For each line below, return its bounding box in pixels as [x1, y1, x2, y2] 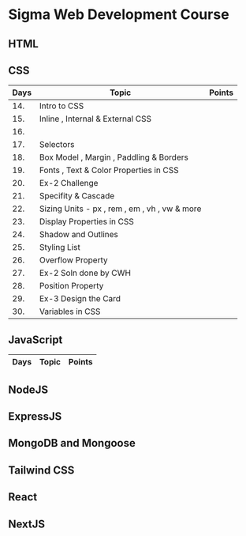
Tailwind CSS [8, 463, 75, 477]
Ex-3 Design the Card [39, 293, 121, 304]
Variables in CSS [39, 306, 101, 317]
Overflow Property [39, 255, 108, 266]
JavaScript [8, 333, 63, 346]
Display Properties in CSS [39, 216, 134, 227]
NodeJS [8, 383, 49, 396]
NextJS [8, 517, 46, 530]
